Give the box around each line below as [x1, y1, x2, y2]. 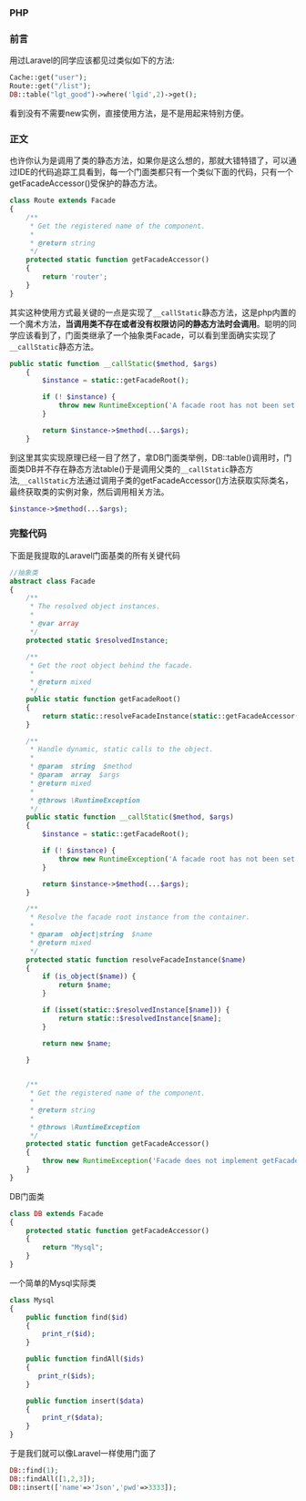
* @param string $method [29, 762, 132, 771]
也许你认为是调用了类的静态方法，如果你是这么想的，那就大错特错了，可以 [9, 155, 289, 166]
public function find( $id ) [25, 1312, 128, 1322]
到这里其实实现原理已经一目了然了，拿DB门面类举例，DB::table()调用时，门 [9, 452, 292, 463]
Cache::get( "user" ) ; [9, 73, 88, 83]
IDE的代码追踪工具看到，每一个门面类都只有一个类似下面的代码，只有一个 [16, 167, 294, 178]
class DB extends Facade [9, 1209, 104, 1218]
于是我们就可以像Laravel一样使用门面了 [9, 1448, 157, 1459]
